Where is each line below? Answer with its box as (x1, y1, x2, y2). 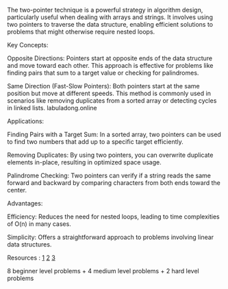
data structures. (7, 240, 52, 249)
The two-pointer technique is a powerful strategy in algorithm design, (7, 6, 203, 14)
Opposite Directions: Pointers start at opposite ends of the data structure (7, 54, 213, 62)
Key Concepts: (7, 41, 49, 49)
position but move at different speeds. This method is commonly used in (7, 89, 211, 97)
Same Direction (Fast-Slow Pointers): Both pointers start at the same (7, 82, 200, 90)
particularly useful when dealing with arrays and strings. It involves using (7, 13, 214, 21)
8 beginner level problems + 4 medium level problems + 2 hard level (7, 267, 200, 275)
